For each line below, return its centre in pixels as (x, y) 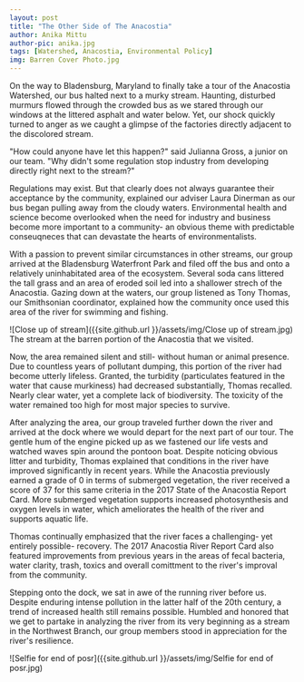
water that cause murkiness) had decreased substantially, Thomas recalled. (151, 385)
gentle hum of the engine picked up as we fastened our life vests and (139, 442)
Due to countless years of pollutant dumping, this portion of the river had (146, 366)
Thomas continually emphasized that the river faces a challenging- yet (141, 536)
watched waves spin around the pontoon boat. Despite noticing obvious (144, 451)
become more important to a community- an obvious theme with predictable (152, 227)
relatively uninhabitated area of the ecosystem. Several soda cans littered (147, 273)
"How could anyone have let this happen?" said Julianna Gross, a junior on (149, 151)
